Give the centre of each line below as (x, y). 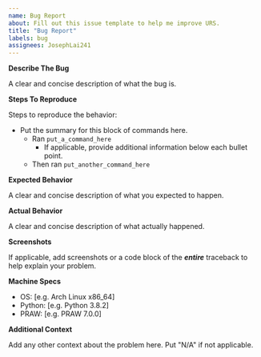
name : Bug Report (37, 16)
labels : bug (28, 38)
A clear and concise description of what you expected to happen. (116, 195)
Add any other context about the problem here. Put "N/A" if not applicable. (131, 345)
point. (53, 156)
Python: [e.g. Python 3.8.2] (64, 306)
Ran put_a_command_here (72, 139)
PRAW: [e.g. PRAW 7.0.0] (60, 314)
